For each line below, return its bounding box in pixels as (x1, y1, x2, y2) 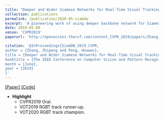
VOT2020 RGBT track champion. (19, 109, 85, 115)
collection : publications (5, 12, 58, 17)
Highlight (12, 94, 32, 99)
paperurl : (5, 35, 25, 40)
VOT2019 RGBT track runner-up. (19, 104, 85, 110)
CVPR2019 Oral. (19, 99, 52, 104)
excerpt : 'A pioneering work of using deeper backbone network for (5, 21, 145, 26)
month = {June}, (5, 62, 38, 67)
